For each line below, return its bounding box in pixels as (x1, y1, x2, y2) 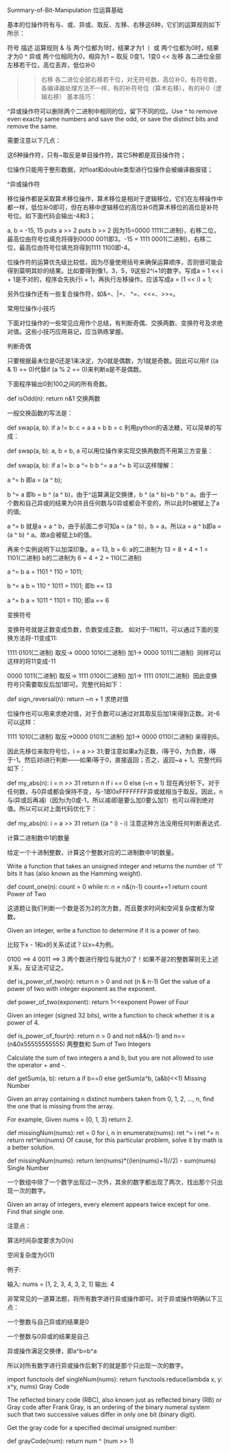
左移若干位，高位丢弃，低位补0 (7, 61, 95, 69)
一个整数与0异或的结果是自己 (7, 1333, 89, 1340)
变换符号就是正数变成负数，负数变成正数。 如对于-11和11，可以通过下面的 (7, 626, 214, 633)
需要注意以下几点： (7, 136, 62, 144)
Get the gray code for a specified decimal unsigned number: (7, 1424, 177, 1431)
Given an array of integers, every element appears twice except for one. (7, 1200, 211, 1209)
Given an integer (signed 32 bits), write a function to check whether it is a (7, 1011, 214, 1019)
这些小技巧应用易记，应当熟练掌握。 (25, 328, 127, 335)
